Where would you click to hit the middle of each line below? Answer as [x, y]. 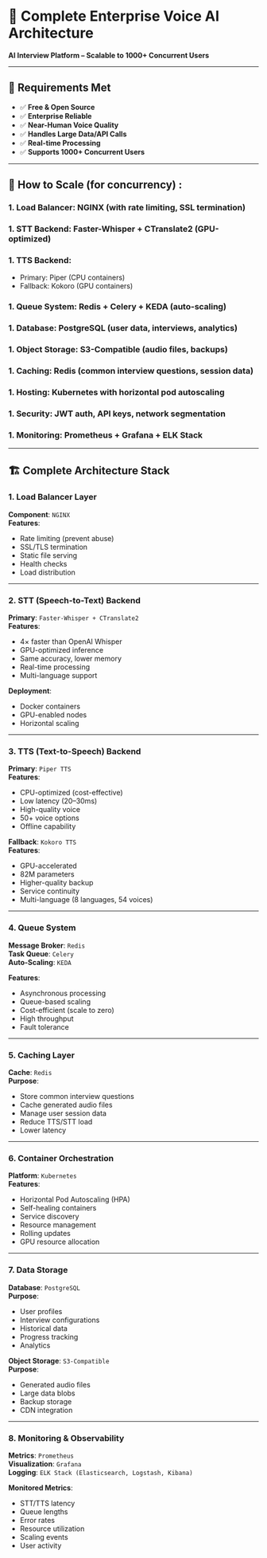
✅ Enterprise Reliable [56, 116]
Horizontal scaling [49, 724]
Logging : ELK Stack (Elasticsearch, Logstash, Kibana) [101, 1472]
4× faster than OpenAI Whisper [71, 642]
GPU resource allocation [60, 1242]
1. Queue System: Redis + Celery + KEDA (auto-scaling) [117, 307]
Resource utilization [52, 1529]
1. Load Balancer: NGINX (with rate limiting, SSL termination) [127, 208]
